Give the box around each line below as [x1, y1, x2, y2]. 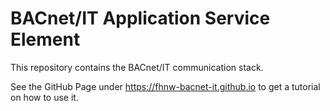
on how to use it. [10, 91, 79, 103]
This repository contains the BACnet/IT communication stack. [10, 61, 264, 73]
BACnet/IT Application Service [10, 7, 271, 30]
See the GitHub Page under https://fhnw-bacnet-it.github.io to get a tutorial [10, 80, 321, 92]
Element [10, 28, 81, 51]
